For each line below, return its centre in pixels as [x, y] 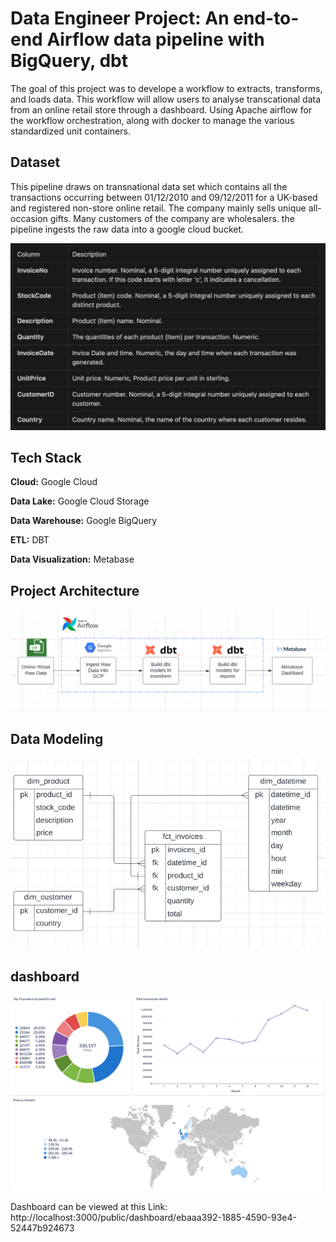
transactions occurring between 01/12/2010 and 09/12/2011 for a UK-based [164, 197]
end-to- [266, 18]
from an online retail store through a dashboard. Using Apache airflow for [161, 109]
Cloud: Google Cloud [54, 482]
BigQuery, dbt [69, 61]
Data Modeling [57, 739]
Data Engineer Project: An [120, 18]
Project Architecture [75, 590]
